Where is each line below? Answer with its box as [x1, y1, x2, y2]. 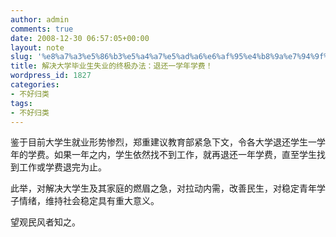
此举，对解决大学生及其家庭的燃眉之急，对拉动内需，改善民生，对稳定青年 [10, 182, 317, 195]
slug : [10, 52, 33, 62]
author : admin [10, 14, 70, 25]
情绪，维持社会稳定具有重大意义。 [18, 195, 160, 207]
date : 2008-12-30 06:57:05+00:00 [10, 33, 150, 43]
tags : [10, 98, 33, 108]
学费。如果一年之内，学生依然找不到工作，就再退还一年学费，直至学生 [27, 149, 317, 161]
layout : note [10, 42, 65, 53]
